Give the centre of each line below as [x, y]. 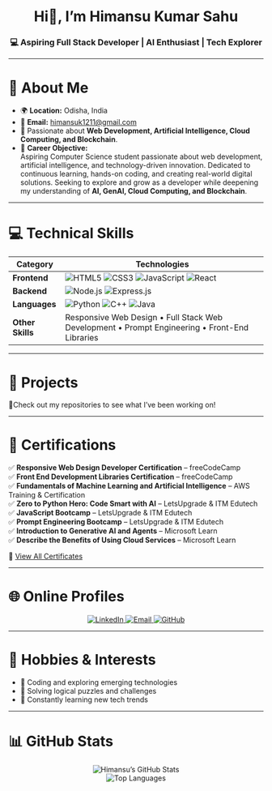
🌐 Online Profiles [66, 597]
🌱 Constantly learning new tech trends [84, 699]
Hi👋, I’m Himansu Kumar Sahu [136, 17]
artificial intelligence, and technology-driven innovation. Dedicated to [135, 165]
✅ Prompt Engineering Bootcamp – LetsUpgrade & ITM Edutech [116, 522]
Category [35, 264]
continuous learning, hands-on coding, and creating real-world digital [136, 174]
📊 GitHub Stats [61, 742]
